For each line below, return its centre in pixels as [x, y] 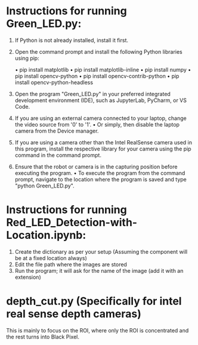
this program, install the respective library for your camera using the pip [103, 149]
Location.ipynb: [46, 235]
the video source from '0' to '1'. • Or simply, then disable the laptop [97, 124]
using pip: [27, 58]
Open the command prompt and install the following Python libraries [99, 51]
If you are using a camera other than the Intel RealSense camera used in [103, 142]
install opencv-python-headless [54, 82]
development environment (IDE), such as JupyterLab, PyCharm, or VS [100, 100]
